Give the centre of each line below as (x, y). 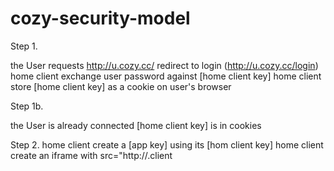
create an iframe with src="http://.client (91, 155)
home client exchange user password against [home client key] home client (166, 76)
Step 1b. (27, 106)
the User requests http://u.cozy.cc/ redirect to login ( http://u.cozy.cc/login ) (164, 65)
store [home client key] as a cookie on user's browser (121, 86)
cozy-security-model (100, 18)
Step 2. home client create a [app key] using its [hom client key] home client (167, 144)
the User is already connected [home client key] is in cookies (136, 125)
